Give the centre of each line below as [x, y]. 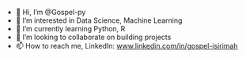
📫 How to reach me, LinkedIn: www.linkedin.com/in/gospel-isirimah [127, 46]
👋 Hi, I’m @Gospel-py [51, 12]
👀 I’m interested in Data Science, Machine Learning [99, 20]
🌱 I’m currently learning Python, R [70, 29]
